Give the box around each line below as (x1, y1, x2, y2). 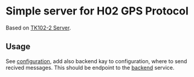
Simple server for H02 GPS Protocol (5, 4, 189, 18)
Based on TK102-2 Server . (5, 24, 71, 31)
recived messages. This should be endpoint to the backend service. (5, 64, 175, 71)
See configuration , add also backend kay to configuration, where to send (5, 57, 187, 64)
